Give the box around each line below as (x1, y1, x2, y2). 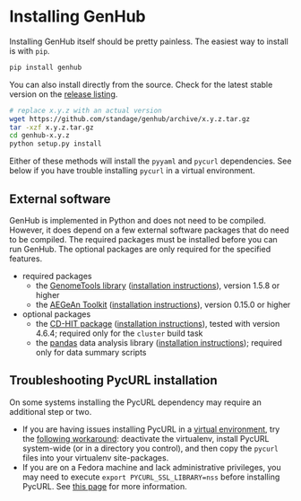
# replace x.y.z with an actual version (9, 106, 163, 115)
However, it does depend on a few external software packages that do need (9, 224, 289, 235)
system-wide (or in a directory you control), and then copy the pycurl (21, 443, 279, 453)
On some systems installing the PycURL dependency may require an (9, 397, 262, 408)
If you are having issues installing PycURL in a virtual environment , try (21, 424, 280, 435)
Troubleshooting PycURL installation (9, 373, 218, 388)
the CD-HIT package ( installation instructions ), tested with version (35, 319, 280, 329)
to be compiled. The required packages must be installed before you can (9, 234, 278, 244)
